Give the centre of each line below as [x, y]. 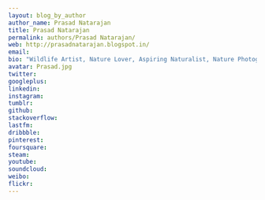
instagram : [26, 96]
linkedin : [24, 89]
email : [19, 52]
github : [21, 111]
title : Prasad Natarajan [49, 30]
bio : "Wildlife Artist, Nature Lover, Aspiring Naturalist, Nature [121, 60]
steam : [19, 154]
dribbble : [24, 132]
